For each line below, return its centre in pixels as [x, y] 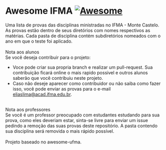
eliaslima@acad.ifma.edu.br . [42, 94]
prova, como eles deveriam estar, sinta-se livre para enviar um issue [77, 120]
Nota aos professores [28, 109]
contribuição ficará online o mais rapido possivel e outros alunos [80, 72]
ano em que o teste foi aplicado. [39, 41]
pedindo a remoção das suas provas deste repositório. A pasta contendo [81, 126]
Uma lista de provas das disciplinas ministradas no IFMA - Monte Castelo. [82, 25]
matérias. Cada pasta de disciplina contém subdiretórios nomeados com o [83, 36]
